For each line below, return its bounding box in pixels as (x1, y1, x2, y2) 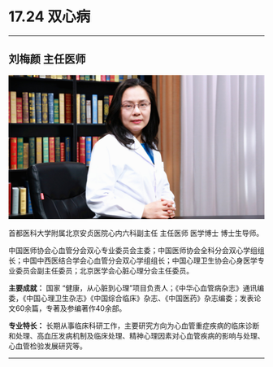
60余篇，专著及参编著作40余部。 (15, 304, 127, 313)
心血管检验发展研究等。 (8, 341, 87, 351)
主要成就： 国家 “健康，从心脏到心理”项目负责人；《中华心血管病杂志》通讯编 (8, 283, 265, 293)
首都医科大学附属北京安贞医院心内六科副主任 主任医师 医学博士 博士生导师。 (8, 229, 264, 238)
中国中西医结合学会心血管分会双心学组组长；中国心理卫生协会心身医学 (22, 256, 258, 265)
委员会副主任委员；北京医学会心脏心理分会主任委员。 (15, 266, 193, 276)
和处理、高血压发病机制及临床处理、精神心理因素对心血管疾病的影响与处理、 (8, 331, 265, 341)
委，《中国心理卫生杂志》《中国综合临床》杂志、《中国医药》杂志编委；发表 (8, 294, 254, 304)
